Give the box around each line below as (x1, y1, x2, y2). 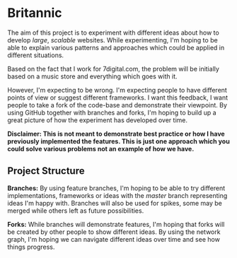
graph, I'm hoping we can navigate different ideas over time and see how (7, 235, 221, 243)
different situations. (7, 51, 64, 59)
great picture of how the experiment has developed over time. (7, 115, 188, 124)
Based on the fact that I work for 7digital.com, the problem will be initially (7, 64, 219, 73)
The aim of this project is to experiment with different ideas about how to (7, 28, 219, 37)
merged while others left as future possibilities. (7, 206, 144, 215)
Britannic (7, 5, 62, 21)
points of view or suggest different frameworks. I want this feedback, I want (7, 93, 229, 102)
